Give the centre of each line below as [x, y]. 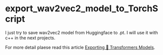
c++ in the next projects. [30, 38]
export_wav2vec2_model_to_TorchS [82, 9]
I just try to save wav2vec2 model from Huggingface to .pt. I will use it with [81, 32]
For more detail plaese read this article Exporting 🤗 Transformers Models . [80, 47]
